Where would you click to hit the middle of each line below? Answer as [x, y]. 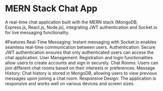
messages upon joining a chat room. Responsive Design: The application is [81, 78]
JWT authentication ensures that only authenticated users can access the [80, 52]
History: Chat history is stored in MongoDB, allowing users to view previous [81, 73]
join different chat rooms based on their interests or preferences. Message [80, 68]
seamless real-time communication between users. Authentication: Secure [80, 47]
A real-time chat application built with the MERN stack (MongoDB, [71, 22]
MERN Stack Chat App [51, 9]
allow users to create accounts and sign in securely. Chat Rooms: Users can [82, 63]
